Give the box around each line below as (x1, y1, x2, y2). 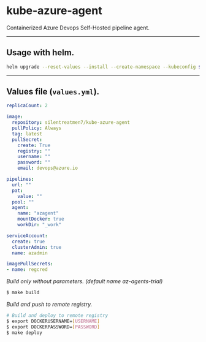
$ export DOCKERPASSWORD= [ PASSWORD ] (6, 324, 100, 330)
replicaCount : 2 (6, 102, 48, 109)
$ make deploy (6, 329, 43, 336)
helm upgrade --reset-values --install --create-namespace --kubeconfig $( (6, 64, 204, 70)
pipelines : (6, 176, 34, 183)
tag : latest (12, 131, 43, 137)
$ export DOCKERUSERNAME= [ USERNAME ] (6, 318, 100, 324)
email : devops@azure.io (17, 165, 78, 172)
